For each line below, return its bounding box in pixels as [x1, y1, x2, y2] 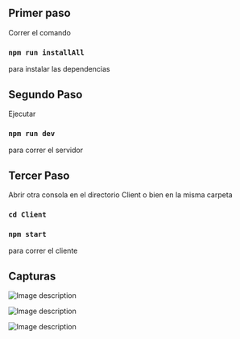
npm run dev [8, 129, 56, 138]
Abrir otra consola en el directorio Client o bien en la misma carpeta [8, 190, 233, 200]
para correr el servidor [8, 145, 83, 155]
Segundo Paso [8, 88, 83, 101]
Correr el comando [8, 27, 71, 37]
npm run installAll [8, 48, 85, 57]
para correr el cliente [8, 246, 78, 256]
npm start [8, 229, 47, 238]
